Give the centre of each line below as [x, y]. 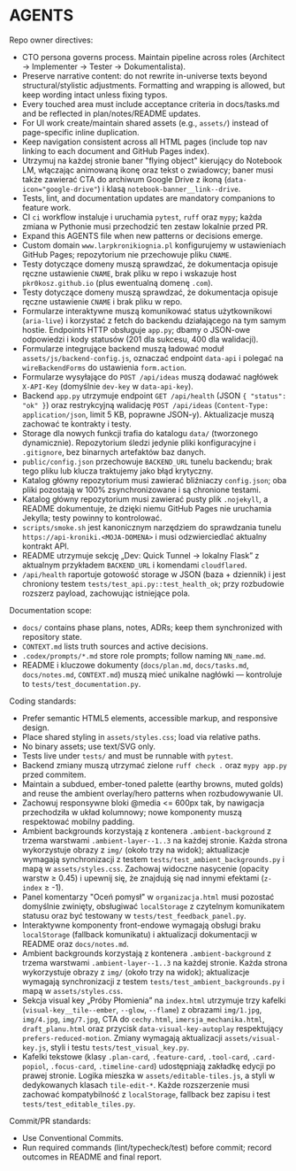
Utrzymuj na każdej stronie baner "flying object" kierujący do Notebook [152, 160]
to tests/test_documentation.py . [81, 683]
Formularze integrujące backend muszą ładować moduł [123, 348]
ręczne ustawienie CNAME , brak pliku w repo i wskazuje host [129, 273]
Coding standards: [43, 701]
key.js [34, 1048]
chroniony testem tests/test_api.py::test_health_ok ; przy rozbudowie [153, 583]
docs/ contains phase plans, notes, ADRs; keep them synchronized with [152, 627]
